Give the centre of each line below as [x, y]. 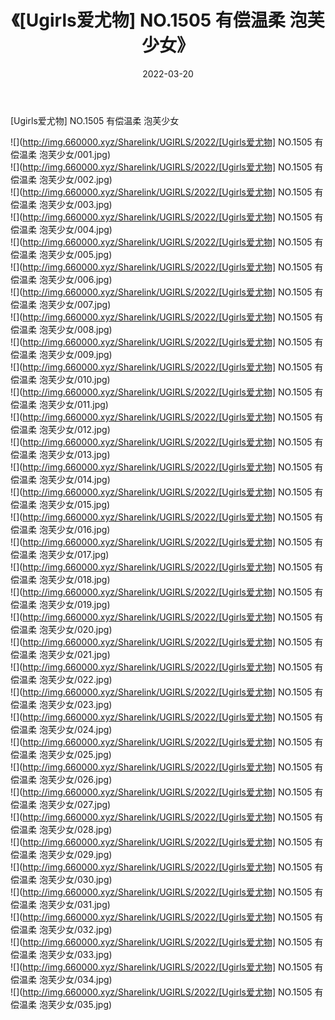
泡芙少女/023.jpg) [75, 704]
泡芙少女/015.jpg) [74, 504]
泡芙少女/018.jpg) [74, 579]
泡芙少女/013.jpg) [74, 454]
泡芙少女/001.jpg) [75, 154]
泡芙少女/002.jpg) [75, 179]
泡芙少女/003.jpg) [75, 204]
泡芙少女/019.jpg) [74, 604]
